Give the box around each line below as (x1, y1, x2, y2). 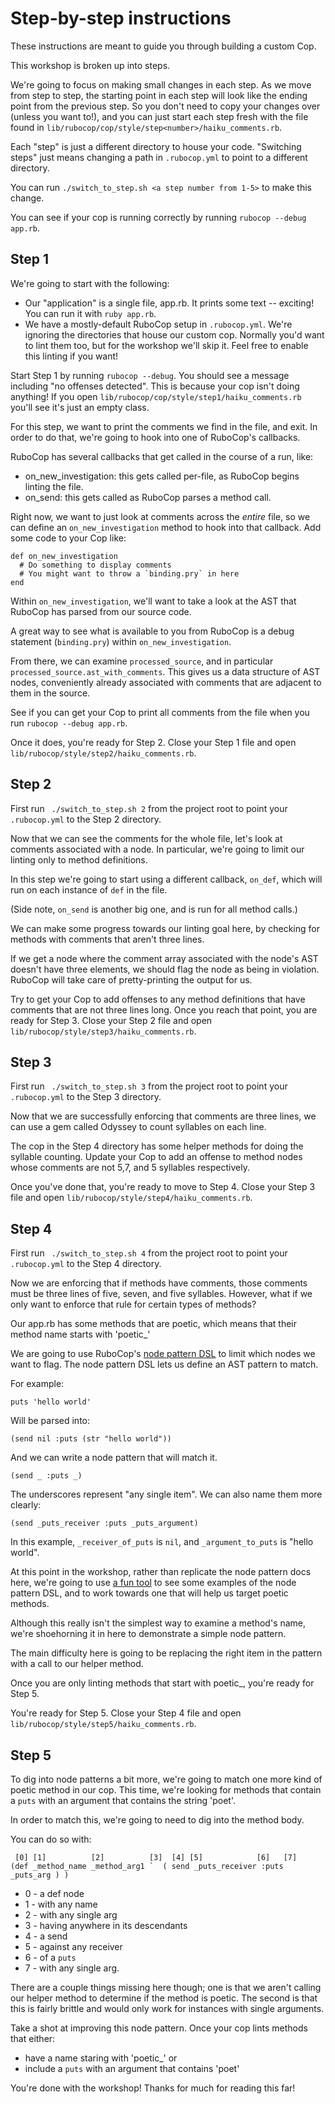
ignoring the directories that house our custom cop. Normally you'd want (24, 328, 325, 341)
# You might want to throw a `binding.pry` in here (19, 568, 240, 579)
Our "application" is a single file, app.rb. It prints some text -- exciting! (24, 297, 315, 309)
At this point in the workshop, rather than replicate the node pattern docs (10, 1566, 312, 1578)
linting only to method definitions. (10, 853, 148, 866)
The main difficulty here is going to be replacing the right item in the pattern (10, 1647, 323, 1659)
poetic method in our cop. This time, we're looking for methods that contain (10, 1784, 322, 1796)
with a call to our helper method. (10, 1658, 144, 1670)
